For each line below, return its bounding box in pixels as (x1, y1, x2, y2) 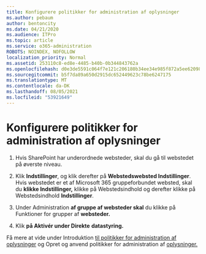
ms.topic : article (6, 37, 53, 43)
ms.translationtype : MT (6, 77, 67, 83)
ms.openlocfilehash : (6, 65, 59, 72)
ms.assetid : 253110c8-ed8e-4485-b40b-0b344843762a (6, 60, 139, 66)
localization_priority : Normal (6, 54, 86, 61)
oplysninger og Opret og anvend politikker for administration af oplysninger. (6, 240, 198, 248)
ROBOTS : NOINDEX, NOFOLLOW (6, 49, 75, 55)
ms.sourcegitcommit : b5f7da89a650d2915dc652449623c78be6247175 (6, 72, 172, 78)
